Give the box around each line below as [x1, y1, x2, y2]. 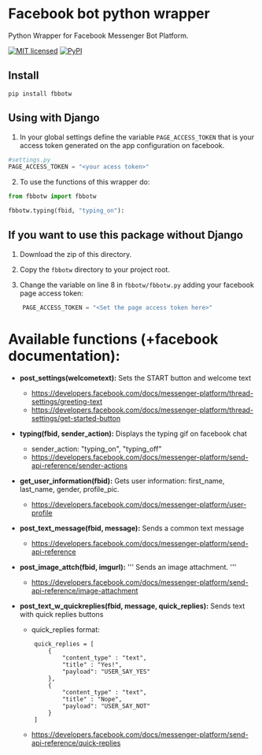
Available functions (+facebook [8, 330, 219, 348]
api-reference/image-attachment [31, 586, 138, 595]
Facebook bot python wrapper [8, 5, 210, 23]
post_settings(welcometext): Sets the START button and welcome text [19, 373, 252, 382]
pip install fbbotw [8, 90, 72, 98]
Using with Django [8, 111, 100, 125]
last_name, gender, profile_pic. [19, 484, 120, 493]
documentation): [8, 347, 120, 365]
